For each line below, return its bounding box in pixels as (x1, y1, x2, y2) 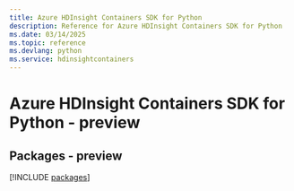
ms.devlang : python (9, 47, 82, 56)
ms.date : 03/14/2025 (9, 30, 87, 39)
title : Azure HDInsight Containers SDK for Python (9, 13, 203, 22)
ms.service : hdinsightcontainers (9, 55, 134, 64)
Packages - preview (9, 148, 123, 163)
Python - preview (9, 113, 141, 133)
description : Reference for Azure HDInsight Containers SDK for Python (9, 22, 282, 30)
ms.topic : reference (9, 38, 87, 48)
